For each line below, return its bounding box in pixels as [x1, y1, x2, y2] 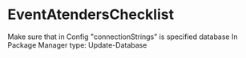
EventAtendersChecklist [7, 6, 174, 24]
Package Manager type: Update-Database [7, 40, 147, 49]
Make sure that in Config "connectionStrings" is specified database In [7, 32, 238, 41]
